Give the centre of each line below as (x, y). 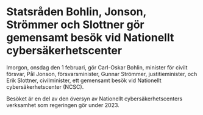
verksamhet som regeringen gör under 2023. (63, 105)
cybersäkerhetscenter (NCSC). (45, 86)
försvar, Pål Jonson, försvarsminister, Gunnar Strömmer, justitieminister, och (102, 74)
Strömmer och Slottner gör (75, 25)
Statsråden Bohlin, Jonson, (76, 12)
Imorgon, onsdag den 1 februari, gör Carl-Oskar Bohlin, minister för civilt (97, 67)
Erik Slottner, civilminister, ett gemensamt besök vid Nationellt (84, 80)
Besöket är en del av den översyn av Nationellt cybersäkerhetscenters (94, 99)
